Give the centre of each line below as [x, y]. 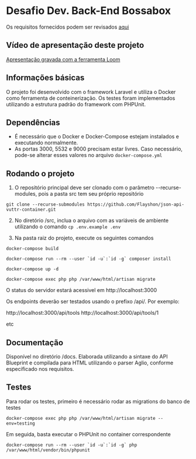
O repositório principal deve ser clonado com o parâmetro [85, 187]
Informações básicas [45, 78]
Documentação [35, 342]
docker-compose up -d [32, 269]
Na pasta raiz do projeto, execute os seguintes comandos [84, 238]
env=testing [20, 423]
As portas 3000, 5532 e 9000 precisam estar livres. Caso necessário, [99, 149]
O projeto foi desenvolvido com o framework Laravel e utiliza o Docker [91, 92]
